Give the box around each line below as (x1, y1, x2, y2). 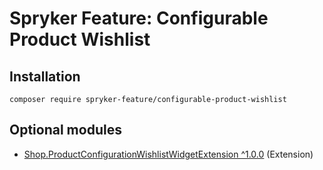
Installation (9, 68, 81, 85)
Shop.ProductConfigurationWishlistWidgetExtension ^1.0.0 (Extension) (23, 148, 314, 160)
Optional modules (9, 122, 122, 139)
